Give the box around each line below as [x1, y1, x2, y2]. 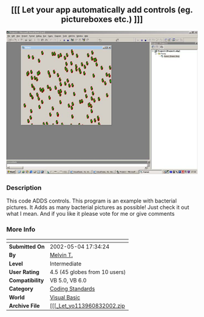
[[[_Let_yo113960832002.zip [49, 302, 126, 309]
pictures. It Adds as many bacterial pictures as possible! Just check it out [6, 204, 189, 211]
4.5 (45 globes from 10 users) [49, 268, 126, 275]
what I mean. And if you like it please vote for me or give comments [6, 210, 175, 218]
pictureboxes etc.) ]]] [61, 15, 143, 25]
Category [8, 285, 33, 293]
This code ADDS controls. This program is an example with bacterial [6, 197, 177, 205]
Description [6, 183, 42, 192]
